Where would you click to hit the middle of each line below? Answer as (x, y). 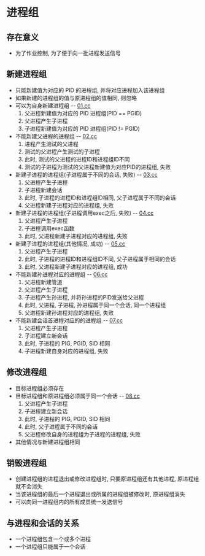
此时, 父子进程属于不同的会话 (61, 427)
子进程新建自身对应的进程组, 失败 (66, 351)
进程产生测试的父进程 (51, 144)
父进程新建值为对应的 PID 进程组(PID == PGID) (83, 113)
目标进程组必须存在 (40, 388)
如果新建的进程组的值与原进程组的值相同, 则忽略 (76, 98)
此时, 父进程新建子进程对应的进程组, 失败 (76, 236)
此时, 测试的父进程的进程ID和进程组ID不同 (77, 159)
